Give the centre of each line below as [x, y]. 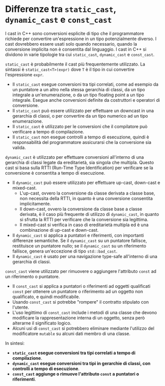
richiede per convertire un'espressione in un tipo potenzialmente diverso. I [81, 39]
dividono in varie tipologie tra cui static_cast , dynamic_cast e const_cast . [80, 54]
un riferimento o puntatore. [33, 276]
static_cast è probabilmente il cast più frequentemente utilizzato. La [75, 64]
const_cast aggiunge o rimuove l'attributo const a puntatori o [76, 374]
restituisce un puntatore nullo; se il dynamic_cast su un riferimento [79, 246]
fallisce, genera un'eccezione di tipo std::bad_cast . [65, 251]
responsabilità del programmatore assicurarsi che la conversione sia [82, 142]
